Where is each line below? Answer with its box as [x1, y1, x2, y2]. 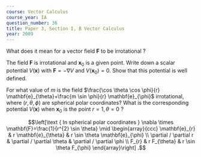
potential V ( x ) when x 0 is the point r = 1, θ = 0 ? [6, 105, 124, 114]
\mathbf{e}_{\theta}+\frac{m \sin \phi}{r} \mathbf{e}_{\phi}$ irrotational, [6, 92, 184, 99]
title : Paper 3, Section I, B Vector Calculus [6, 25, 125, 32]
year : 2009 [6, 31, 34, 37]
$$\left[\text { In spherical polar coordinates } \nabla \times [28, 118, 174, 126]
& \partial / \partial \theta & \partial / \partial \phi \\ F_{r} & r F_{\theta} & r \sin [7, 137, 195, 144]
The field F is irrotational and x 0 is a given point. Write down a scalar [6, 59, 176, 68]
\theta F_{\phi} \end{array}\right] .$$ [55, 144, 146, 151]
